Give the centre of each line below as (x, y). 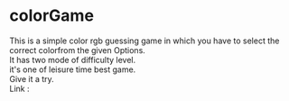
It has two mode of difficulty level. (73, 60)
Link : (19, 88)
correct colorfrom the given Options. (78, 50)
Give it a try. (32, 78)
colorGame (52, 16)
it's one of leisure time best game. (73, 69)
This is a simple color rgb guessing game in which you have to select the (144, 41)
